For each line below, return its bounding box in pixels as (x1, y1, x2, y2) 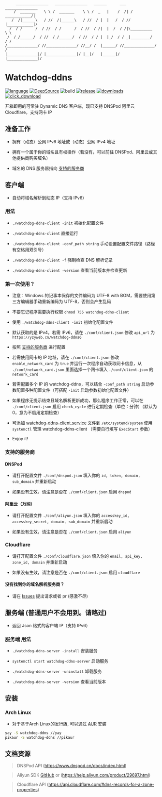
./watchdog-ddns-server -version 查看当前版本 (12, 679, 106, 685)
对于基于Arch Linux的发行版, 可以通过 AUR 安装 (12, 721, 106, 727)
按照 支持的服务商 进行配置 (12, 344, 66, 350)
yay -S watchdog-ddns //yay (5, 731, 62, 735)
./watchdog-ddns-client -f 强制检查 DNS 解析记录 (12, 257, 113, 263)
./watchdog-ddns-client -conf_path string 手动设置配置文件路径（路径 (12, 240, 156, 246)
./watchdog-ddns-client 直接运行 (12, 230, 78, 236)
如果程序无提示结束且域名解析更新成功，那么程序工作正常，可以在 (12, 398, 144, 403)
